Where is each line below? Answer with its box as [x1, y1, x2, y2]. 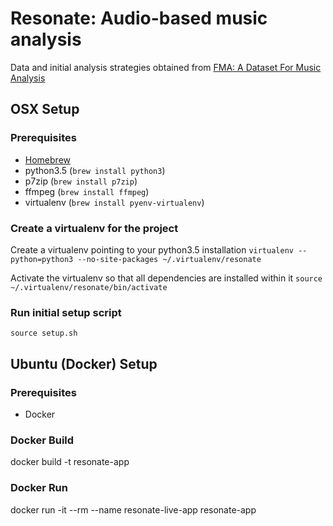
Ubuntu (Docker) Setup [10, 355, 158, 372]
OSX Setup [10, 101, 80, 118]
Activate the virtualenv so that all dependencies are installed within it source [10, 272, 323, 284]
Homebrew [24, 153, 71, 166]
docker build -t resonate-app [10, 456, 130, 468]
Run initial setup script [10, 305, 122, 319]
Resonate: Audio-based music [10, 7, 268, 30]
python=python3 [10, 254, 74, 264]
